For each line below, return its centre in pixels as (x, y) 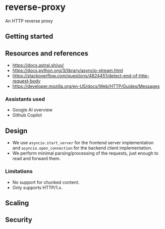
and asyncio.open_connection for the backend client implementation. (82, 148)
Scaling (17, 203)
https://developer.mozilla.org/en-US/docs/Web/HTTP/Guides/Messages (86, 86)
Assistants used (25, 99)
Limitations (19, 172)
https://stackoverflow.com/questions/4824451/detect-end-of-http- (81, 76)
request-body (26, 81)
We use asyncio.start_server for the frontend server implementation (83, 143)
